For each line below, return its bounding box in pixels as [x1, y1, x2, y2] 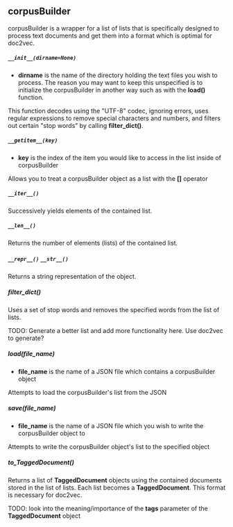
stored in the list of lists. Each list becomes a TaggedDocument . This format [8, 483, 226, 492]
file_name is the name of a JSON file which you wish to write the [17, 421, 204, 430]
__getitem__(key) [8, 137, 58, 145]
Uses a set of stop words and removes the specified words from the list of [8, 305, 220, 314]
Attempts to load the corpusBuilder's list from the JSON [8, 388, 167, 396]
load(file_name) [8, 350, 55, 358]
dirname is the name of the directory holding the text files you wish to [17, 71, 218, 79]
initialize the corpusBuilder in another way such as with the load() [17, 86, 206, 94]
